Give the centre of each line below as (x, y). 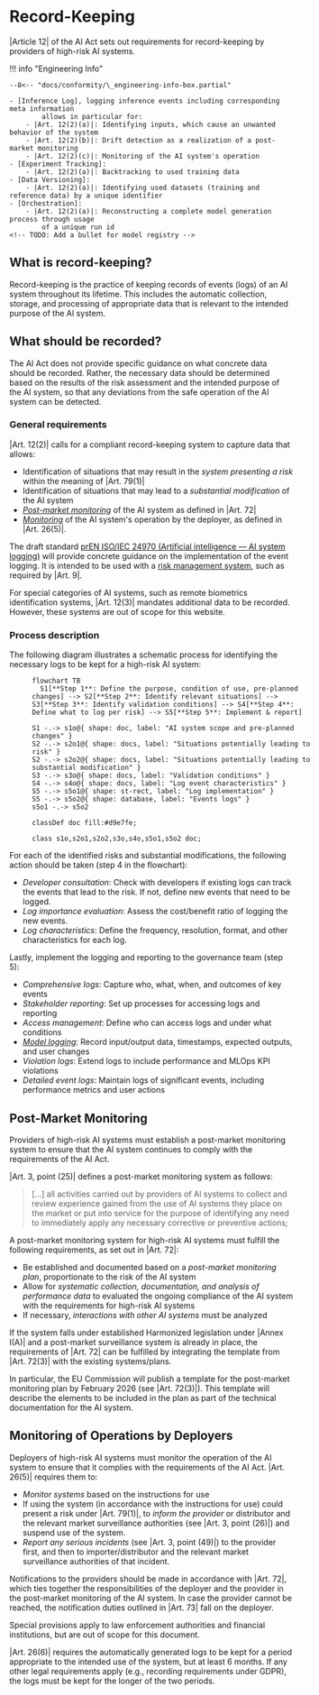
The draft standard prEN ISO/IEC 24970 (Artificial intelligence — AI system (147, 546)
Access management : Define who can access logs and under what (147, 1023)
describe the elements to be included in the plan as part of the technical (143, 1397)
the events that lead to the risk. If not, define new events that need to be (156, 892)
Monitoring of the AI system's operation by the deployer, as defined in (152, 519)
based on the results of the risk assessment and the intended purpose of (145, 382)
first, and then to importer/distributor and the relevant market (136, 1552)
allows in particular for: (92, 116)
